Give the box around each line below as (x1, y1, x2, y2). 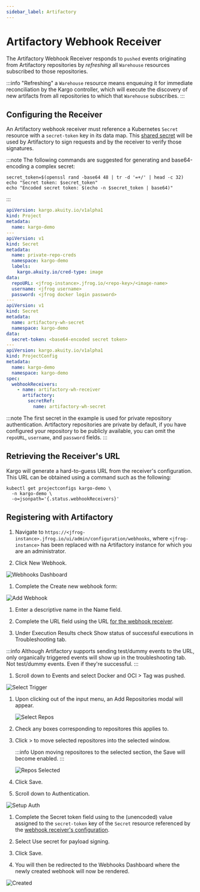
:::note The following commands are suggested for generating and (6, 156, 171, 163)
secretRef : (28, 398, 55, 404)
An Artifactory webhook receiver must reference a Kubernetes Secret (6, 125, 178, 133)
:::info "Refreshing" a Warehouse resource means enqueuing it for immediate (6, 79, 193, 86)
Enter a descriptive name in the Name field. (14, 606, 122, 613)
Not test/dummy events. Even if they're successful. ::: (6, 660, 139, 667)
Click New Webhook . (14, 559, 67, 566)
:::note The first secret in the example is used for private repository (6, 414, 172, 422)
